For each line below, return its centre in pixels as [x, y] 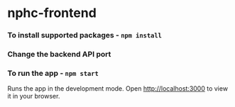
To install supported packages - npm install [84, 35]
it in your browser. [34, 96]
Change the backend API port [59, 55]
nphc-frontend [52, 13]
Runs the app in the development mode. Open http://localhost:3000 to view [118, 89]
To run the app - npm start [53, 73]
